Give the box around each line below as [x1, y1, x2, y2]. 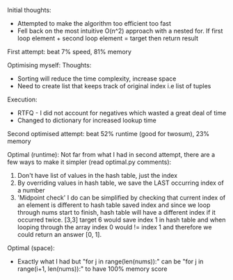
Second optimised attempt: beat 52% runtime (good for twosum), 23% [7, 130, 210, 138]
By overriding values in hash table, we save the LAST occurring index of [17, 179, 224, 187]
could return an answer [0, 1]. [17, 231, 102, 238]
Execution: [7, 95, 38, 104]
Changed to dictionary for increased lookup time [17, 116, 156, 124]
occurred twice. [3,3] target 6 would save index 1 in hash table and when [17, 215, 226, 224]
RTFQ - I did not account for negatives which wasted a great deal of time [17, 109, 227, 117]
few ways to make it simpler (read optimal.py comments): [7, 158, 172, 166]
